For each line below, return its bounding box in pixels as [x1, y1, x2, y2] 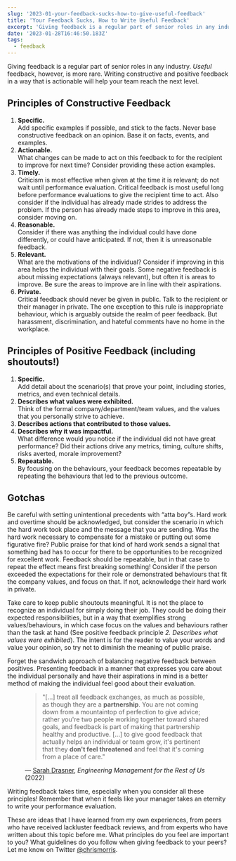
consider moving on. [17, 213, 77, 221]
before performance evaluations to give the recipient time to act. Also [17, 190, 219, 199]
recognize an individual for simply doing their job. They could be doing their [7, 606, 226, 615]
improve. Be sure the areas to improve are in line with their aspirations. [17, 280, 222, 288]
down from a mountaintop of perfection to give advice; [41, 708, 201, 716]
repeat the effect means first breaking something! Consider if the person [7, 563, 218, 571]
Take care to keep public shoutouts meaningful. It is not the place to [7, 599, 204, 607]
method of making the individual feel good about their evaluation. [7, 679, 196, 688]
